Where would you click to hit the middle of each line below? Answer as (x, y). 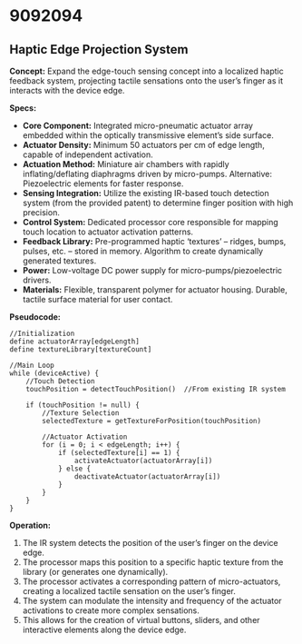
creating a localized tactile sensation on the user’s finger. (129, 591)
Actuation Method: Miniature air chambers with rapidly (126, 164)
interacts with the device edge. (67, 90)
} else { (74, 469)
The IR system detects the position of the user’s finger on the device (150, 543)
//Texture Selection (81, 413)
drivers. (37, 280)
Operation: (30, 525)
